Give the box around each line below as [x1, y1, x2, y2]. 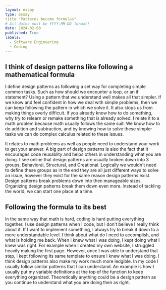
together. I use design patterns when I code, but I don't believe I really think [5, 221, 160, 227]
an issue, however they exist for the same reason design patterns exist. [5, 173, 151, 179]
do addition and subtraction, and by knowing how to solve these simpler [5, 126, 153, 132]
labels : [5, 35, 21, 40]
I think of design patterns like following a [5, 63, 133, 71]
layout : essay [5, 7, 35, 12]
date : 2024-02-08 [5, 26, 41, 31]
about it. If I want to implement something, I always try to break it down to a [5, 227, 159, 233]
